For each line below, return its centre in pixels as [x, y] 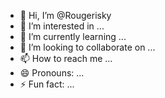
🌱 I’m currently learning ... [73, 36]
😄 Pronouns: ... [52, 73]
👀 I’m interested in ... [62, 26]
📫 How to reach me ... [66, 58]
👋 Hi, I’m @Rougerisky [65, 15]
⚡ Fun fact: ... [47, 84]
